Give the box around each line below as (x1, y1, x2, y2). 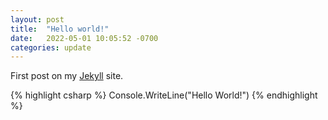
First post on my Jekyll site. (10, 70, 124, 82)
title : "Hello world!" (10, 24, 110, 34)
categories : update (10, 42, 92, 53)
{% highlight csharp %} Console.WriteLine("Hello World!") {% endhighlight (10, 89, 318, 101)
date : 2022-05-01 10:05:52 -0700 (10, 33, 159, 43)
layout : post (10, 14, 65, 25)
